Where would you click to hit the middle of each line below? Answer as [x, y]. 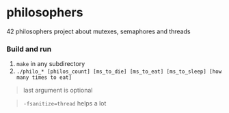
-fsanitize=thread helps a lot [65, 103]
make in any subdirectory [51, 64]
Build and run [29, 49]
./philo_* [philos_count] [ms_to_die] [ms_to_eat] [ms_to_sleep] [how [119, 72]
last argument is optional [58, 91]
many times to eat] [44, 78]
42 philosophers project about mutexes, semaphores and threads [98, 31]
